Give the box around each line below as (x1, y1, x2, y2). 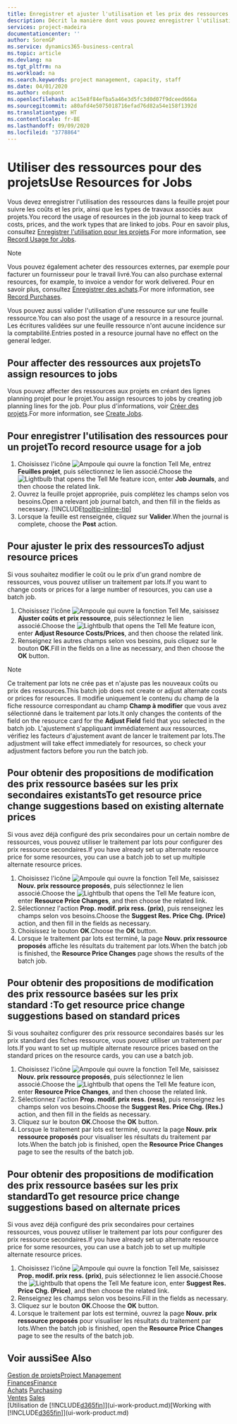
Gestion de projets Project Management (7, 1371, 121, 1379)
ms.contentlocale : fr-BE (7, 115, 80, 122)
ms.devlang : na (7, 57, 52, 64)
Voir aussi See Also (7, 1352, 92, 1364)
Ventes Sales (7, 1394, 46, 1401)
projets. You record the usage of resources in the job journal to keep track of (7, 213, 228, 221)
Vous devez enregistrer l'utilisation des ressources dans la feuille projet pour (7, 197, 230, 206)
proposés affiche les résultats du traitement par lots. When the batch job (17, 942, 228, 950)
